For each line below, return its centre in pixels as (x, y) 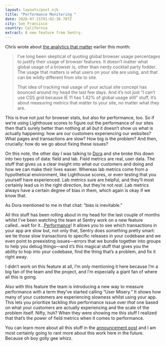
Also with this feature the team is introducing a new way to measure (74, 287)
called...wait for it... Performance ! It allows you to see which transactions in (81, 225)
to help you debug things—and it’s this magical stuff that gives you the (77, 246)
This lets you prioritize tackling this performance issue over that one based (82, 302)
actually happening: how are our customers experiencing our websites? (78, 133)
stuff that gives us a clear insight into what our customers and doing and (79, 164)
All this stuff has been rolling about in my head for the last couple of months (83, 215)
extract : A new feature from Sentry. (44, 33)
